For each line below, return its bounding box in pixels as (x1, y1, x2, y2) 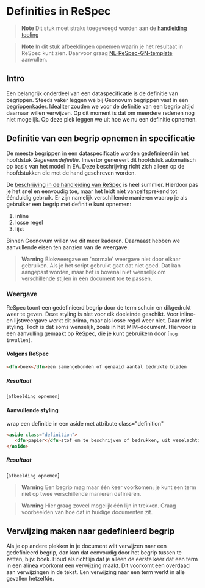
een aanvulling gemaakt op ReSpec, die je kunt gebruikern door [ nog (6, 330, 178, 337)
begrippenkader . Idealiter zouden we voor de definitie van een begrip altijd (6, 103, 194, 110)
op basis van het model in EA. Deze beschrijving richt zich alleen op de (6, 162, 185, 170)
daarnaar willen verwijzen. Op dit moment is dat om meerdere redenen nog (6, 109, 195, 117)
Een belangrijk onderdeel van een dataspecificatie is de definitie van (6, 90, 178, 97)
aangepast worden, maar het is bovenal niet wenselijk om (21, 268, 166, 275)
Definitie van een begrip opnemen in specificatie (6, 133, 195, 144)
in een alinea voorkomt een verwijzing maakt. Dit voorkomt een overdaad (6, 562, 190, 569)
